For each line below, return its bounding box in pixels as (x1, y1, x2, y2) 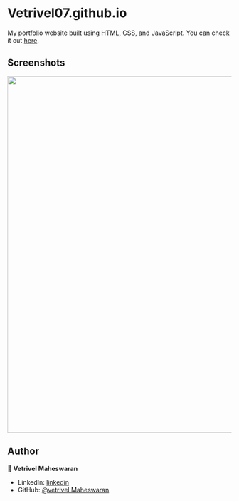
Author (7, 445, 39, 458)
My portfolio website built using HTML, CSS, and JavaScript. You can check (7, 29, 230, 37)
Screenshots (7, 57, 65, 69)
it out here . (7, 36, 39, 44)
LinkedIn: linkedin (17, 477, 70, 486)
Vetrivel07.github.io (7, 5, 127, 21)
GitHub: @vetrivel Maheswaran (17, 485, 110, 494)
